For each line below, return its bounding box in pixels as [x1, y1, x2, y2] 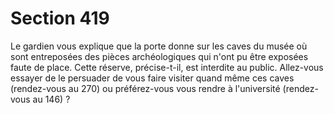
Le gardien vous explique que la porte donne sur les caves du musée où [10, 40, 308, 52]
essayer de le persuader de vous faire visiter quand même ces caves [10, 72, 295, 84]
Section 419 [10, 7, 110, 30]
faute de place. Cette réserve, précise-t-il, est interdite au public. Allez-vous [10, 61, 324, 73]
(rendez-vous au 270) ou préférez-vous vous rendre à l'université [10, 82, 281, 94]
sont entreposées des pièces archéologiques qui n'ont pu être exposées [10, 50, 309, 62]
